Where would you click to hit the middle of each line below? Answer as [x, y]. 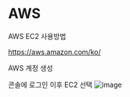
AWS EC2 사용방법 [37, 36]
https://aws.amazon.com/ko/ [54, 52]
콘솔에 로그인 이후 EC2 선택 [50, 84]
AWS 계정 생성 [31, 68]
